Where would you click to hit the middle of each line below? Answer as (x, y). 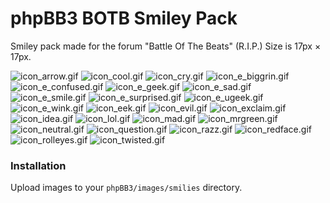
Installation (38, 165)
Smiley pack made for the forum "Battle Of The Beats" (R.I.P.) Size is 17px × (166, 46)
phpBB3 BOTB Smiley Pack (124, 18)
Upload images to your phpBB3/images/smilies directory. (126, 188)
